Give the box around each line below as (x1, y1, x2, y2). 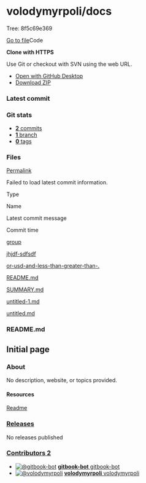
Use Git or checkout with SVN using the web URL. (6, 60, 133, 68)
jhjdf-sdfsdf (6, 250, 36, 257)
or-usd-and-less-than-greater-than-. (6, 262, 100, 270)
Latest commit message (6, 214, 67, 222)
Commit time (6, 226, 39, 234)
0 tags (15, 138, 32, 145)
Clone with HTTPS (6, 48, 54, 56)
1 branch (15, 131, 38, 139)
